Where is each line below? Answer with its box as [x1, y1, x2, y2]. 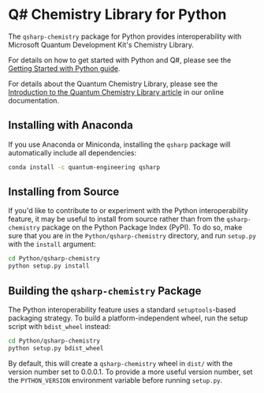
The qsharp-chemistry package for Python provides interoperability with [8, 32, 242, 41]
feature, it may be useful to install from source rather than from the [8, 215, 225, 224]
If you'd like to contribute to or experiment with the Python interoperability [8, 206, 248, 215]
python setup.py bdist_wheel [8, 344, 104, 352]
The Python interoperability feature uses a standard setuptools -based [8, 305, 236, 314]
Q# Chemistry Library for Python [8, 6, 227, 24]
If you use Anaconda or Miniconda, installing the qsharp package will [8, 140, 231, 149]
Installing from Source [8, 185, 120, 199]
